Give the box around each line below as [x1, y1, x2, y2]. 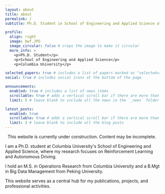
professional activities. [5, 183, 51, 189]
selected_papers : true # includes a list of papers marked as [5, 71, 135, 76]
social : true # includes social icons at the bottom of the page [5, 75, 141, 80]
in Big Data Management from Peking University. [5, 168, 104, 174]
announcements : [5, 84, 36, 89]
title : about [5, 12, 32, 17]
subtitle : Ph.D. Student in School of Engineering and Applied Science [5, 21, 155, 26]
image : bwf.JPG [9, 39, 41, 44]
